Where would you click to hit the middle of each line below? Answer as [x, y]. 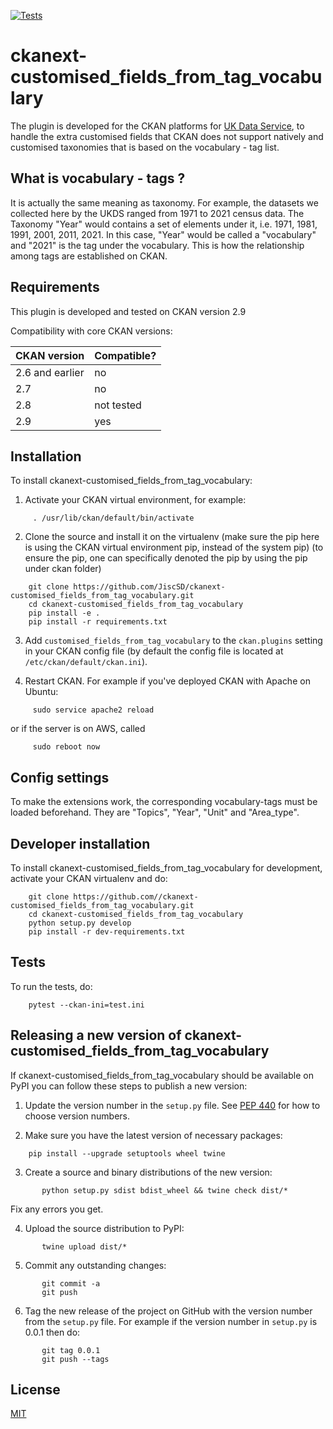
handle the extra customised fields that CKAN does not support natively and [167, 136]
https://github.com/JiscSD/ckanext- [149, 587]
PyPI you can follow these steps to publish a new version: [129, 1086]
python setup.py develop [80, 923]
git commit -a [71, 1283]
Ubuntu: [41, 692]
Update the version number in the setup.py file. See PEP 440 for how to [172, 1105]
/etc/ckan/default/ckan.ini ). [86, 662]
